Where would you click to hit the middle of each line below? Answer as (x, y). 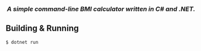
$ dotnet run (22, 42)
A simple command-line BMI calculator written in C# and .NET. (101, 9)
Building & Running (42, 28)
